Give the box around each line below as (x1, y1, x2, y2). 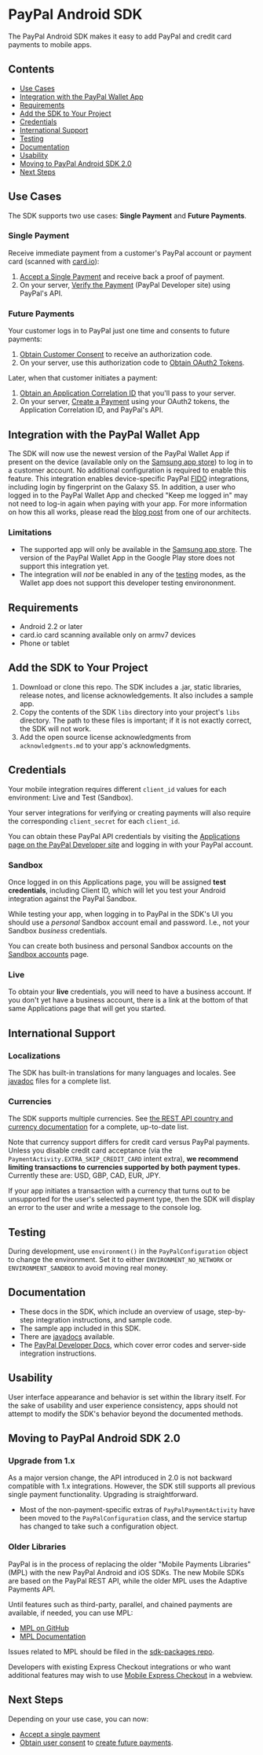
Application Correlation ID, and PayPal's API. (19, 405, 163, 414)
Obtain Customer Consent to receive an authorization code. (19, 350, 213, 359)
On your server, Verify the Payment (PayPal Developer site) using (19, 280, 231, 289)
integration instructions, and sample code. (35, 1315, 173, 1324)
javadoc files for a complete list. (8, 1076, 111, 1086)
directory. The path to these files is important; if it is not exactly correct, (19, 716, 252, 725)
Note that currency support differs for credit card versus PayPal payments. (8, 1138, 250, 1147)
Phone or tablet (19, 638, 70, 648)
